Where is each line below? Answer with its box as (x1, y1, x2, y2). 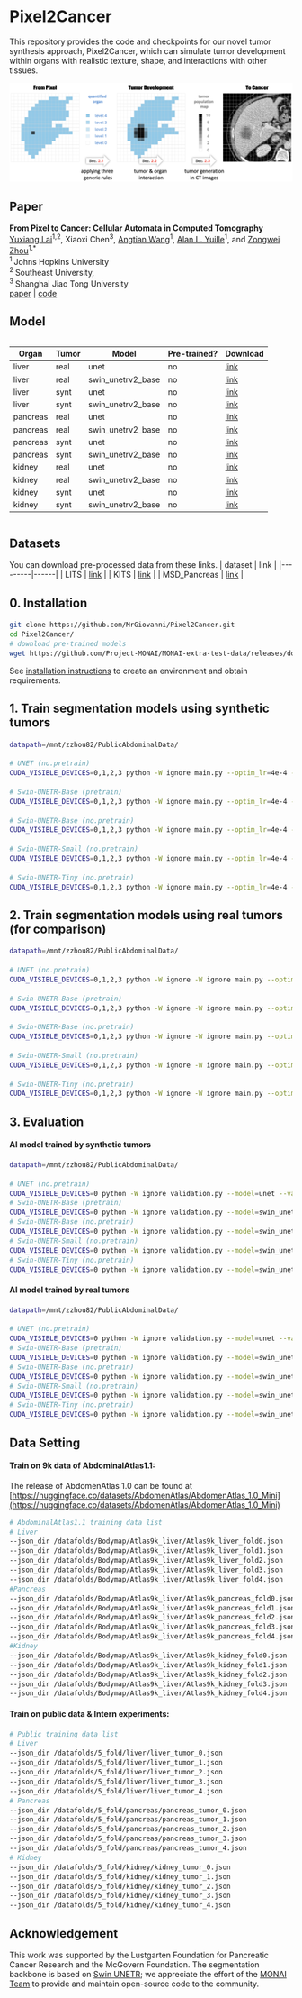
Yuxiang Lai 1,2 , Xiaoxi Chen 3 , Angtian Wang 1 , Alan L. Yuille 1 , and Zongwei (9, 233, 280, 245)
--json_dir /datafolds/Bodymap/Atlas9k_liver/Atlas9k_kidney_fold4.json (9, 1689, 288, 1698)
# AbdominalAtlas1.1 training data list (9, 1518, 164, 1527)
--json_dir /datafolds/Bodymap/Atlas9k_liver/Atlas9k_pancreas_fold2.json (9, 1613, 296, 1622)
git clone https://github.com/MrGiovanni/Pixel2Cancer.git (9, 620, 235, 630)
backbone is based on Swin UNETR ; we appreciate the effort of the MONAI (9, 1968, 288, 1979)
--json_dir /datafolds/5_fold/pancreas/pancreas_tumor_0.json (9, 1805, 247, 1815)
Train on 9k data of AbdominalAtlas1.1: (9, 1460, 155, 1471)
